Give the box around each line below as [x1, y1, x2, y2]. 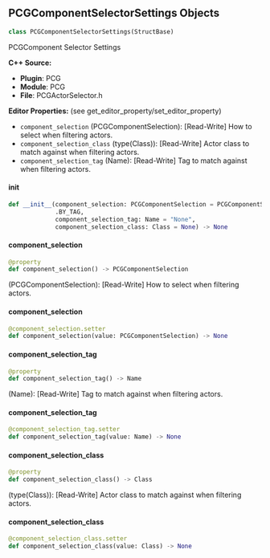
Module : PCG [19, 82, 66, 92]
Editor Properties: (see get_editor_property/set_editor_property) [8, 106, 223, 116]
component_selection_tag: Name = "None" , [55, 215, 196, 223]
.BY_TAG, [55, 208, 84, 216]
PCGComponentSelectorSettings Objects [8, 6, 220, 20]
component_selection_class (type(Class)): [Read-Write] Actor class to [19, 138, 250, 148]
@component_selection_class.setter [8, 535, 128, 543]
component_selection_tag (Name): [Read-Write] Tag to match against [19, 156, 247, 165]
